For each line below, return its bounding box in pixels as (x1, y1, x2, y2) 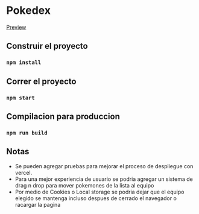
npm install (6, 59, 42, 66)
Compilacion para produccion (6, 111, 121, 121)
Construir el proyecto (6, 41, 89, 51)
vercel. (14, 169, 33, 176)
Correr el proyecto (6, 76, 77, 86)
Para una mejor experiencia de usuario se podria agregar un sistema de (14, 175, 193, 183)
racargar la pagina (14, 201, 61, 208)
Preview (6, 24, 27, 31)
